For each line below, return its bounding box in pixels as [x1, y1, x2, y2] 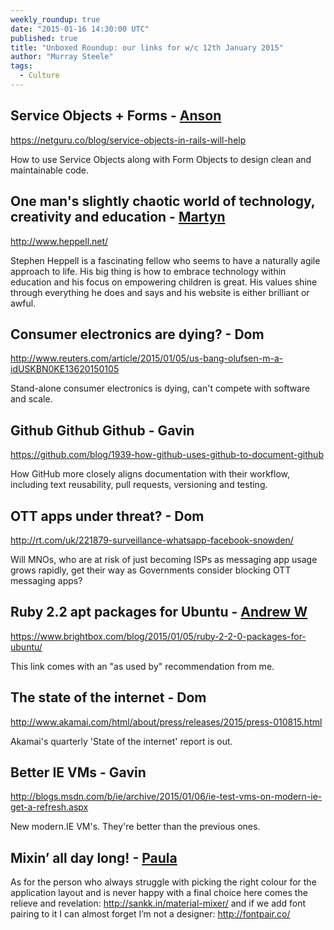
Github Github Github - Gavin [10, 422, 195, 439]
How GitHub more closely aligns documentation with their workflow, [10, 468, 291, 480]
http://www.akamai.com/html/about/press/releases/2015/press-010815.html [10, 716, 323, 728]
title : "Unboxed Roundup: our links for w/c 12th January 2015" [10, 42, 284, 53]
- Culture [19, 71, 60, 81]
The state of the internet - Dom [10, 689, 207, 706]
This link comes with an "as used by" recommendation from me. [10, 660, 275, 672]
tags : [10, 61, 33, 71]
